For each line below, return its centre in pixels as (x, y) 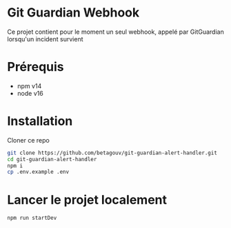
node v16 (30, 93)
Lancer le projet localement (87, 199)
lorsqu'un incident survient (45, 39)
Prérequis (36, 67)
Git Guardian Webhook (73, 13)
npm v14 (29, 86)
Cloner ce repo (28, 140)
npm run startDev (32, 218)
